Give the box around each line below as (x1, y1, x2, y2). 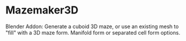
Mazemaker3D (5, 4, 79, 17)
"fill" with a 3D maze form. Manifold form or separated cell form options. (5, 29, 180, 36)
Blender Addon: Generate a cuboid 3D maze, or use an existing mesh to (5, 23, 179, 30)
